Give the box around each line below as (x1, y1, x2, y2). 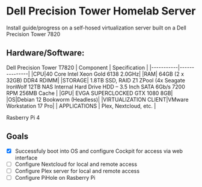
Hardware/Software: (6, 48, 85, 58)
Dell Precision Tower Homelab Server (6, 4, 196, 18)
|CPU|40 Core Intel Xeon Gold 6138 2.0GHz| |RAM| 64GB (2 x (31, 70, 185, 78)
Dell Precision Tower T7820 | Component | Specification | (6, 64, 148, 71)
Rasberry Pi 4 (6, 114, 40, 121)
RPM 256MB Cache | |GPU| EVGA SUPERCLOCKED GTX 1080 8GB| (6, 89, 173, 97)
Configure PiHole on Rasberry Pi (14, 174, 96, 181)
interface (14, 154, 38, 161)
